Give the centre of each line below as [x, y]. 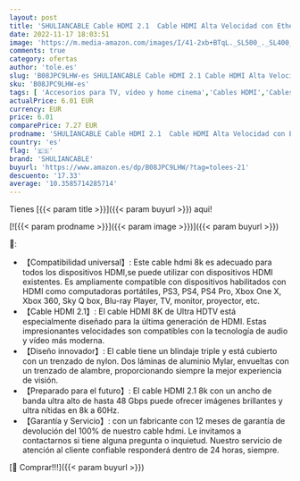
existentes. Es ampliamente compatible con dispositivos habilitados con [154, 282]
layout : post [33, 17]
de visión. [40, 380]
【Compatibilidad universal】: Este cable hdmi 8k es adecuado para [147, 262]
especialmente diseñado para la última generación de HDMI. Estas [144, 322]
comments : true [37, 51]
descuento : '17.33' [46, 175]
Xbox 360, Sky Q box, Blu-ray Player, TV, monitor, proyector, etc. [141, 301]
